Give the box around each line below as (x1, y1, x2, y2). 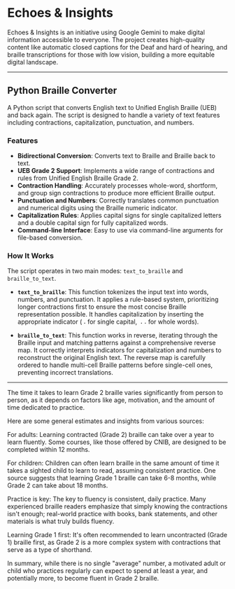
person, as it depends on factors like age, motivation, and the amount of (7, 396, 215, 404)
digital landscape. (7, 57, 59, 66)
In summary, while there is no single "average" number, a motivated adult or (7, 559, 226, 568)
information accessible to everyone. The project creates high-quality (7, 35, 205, 43)
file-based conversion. (17, 233, 83, 242)
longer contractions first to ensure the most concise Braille (17, 303, 187, 311)
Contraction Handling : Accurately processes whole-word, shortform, (17, 181, 218, 190)
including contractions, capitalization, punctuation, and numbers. (7, 118, 194, 127)
